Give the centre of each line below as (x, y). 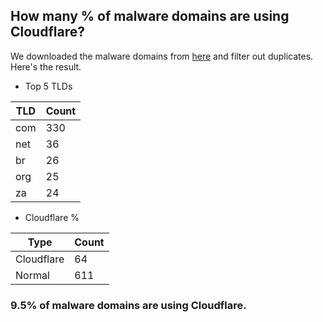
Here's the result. (46, 66)
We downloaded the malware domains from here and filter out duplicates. (162, 56)
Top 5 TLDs (48, 86)
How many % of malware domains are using (150, 16)
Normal (32, 275)
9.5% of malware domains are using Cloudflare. (128, 305)
